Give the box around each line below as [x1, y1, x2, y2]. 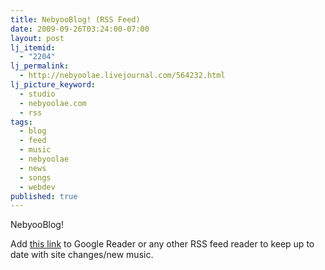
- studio [19, 89, 56, 99]
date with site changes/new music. [10, 249, 154, 261]
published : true [10, 191, 78, 201]
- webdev [19, 182, 56, 192]
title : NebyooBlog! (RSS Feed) [10, 14, 141, 25]
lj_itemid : [10, 42, 56, 53]
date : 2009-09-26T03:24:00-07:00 [10, 24, 150, 34]
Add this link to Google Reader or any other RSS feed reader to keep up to [10, 238, 315, 250]
